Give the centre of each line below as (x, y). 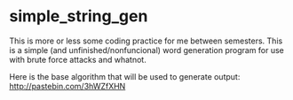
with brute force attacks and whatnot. (78, 59)
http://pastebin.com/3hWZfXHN (67, 86)
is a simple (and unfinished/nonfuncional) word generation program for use (146, 50)
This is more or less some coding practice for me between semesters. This (146, 41)
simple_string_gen (79, 16)
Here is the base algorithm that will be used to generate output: (125, 76)
